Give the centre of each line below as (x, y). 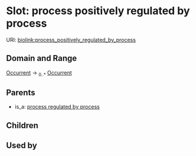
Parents (21, 92)
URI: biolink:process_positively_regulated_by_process (71, 40)
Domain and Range (42, 58)
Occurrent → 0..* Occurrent (39, 73)
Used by (22, 146)
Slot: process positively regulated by (98, 11)
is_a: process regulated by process (57, 107)
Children (22, 125)
